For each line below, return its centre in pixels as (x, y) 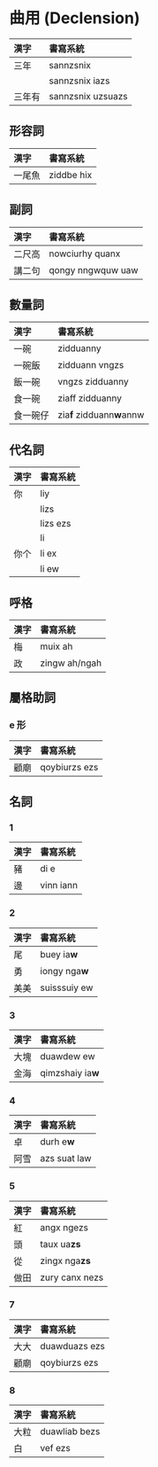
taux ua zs (60, 1244)
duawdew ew (68, 1056)
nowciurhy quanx (85, 254)
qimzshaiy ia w (70, 1073)
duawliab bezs (70, 1432)
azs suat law (66, 1159)
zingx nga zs (65, 1260)
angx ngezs (64, 1227)
